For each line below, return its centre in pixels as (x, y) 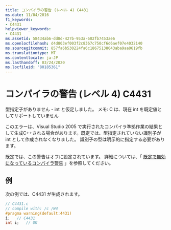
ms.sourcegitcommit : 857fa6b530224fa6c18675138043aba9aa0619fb (74, 48)
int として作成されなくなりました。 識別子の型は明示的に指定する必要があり (85, 139)
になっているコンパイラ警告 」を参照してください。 (59, 163)
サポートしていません (36, 116)
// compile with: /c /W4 (32, 208)
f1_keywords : (19, 19)
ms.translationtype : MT (31, 53)
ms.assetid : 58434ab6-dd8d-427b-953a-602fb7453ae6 (60, 39)
